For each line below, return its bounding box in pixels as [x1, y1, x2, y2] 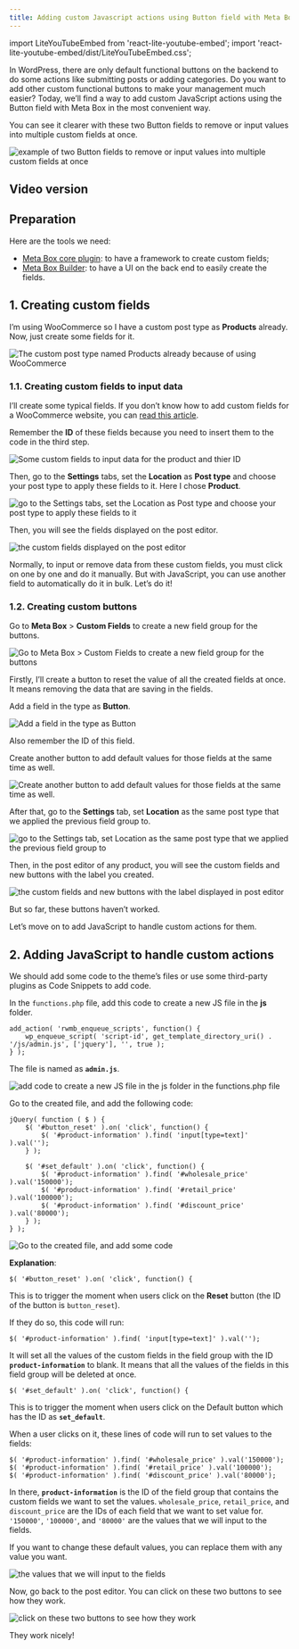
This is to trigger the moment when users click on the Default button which [9, 1402, 284, 1413]
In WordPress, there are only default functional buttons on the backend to [9, 64, 279, 75]
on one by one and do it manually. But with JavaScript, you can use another [9, 568, 287, 579]
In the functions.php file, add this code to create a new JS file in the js [9, 998, 267, 1008]
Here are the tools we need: [9, 236, 111, 246]
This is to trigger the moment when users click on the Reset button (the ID [9, 1290, 281, 1301]
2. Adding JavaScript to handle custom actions [9, 947, 274, 962]
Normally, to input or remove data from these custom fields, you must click [9, 559, 283, 569]
